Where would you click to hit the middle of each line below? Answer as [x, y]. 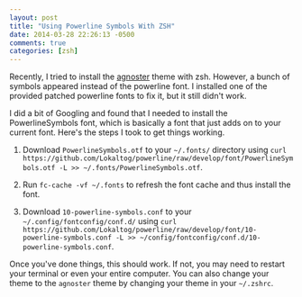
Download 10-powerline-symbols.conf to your [107, 211]
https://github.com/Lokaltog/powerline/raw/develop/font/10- [140, 230]
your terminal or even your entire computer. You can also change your [139, 274]
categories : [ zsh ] [44, 51]
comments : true [38, 43]
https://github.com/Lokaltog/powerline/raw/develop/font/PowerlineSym [158, 158]
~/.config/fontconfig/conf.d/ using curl [100, 221]
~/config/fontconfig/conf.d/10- [200, 238]
